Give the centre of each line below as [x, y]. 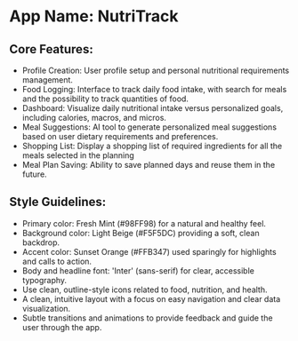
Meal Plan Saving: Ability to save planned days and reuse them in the [149, 165]
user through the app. [62, 327]
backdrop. [41, 242]
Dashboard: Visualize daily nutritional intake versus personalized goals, [153, 108]
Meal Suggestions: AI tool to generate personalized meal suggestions [149, 127]
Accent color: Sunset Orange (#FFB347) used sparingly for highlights [149, 251]
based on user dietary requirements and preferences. [120, 136]
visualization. [46, 308]
